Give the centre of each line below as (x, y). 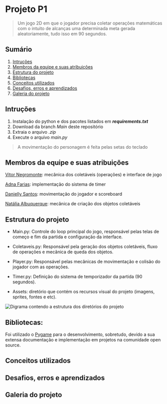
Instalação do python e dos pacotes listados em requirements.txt (80, 121)
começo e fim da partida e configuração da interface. (67, 237)
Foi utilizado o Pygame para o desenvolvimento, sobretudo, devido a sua (80, 334)
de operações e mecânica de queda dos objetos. (63, 252)
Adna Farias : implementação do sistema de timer (55, 184)
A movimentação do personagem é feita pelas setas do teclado (82, 147)
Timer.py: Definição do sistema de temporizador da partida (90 (77, 277)
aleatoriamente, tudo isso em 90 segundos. (62, 34)
